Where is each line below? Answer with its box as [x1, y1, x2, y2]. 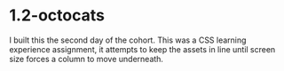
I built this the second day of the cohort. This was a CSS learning [9, 35, 247, 45]
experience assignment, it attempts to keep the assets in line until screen [9, 43, 276, 54]
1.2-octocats [9, 5, 105, 26]
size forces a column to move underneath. [9, 53, 164, 64]
